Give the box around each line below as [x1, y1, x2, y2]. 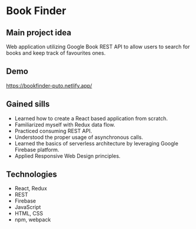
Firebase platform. [14, 146, 59, 153]
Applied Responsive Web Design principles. [14, 152, 121, 160]
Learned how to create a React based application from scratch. [14, 115, 168, 122]
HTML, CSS [14, 210, 43, 217]
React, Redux [14, 185, 47, 192]
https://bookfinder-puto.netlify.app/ [6, 82, 92, 89]
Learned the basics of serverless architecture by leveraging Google [14, 140, 178, 147]
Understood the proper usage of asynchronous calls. [14, 134, 143, 141]
